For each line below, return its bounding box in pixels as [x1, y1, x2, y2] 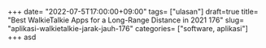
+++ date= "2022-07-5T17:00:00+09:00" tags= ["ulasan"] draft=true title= [7, 7, 259, 16]
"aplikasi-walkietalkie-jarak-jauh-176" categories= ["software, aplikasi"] [7, 24, 249, 33]
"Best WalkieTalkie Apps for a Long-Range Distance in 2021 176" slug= [7, 15, 245, 25]
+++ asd [7, 32, 37, 42]
